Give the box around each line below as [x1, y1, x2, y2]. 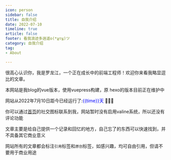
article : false [5, 31, 38, 36]
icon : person [5, 7, 33, 13]
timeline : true [5, 27, 38, 32]
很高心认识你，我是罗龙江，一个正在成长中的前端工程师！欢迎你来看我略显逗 [5, 70, 166, 76]
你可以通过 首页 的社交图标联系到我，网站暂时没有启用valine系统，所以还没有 [5, 108, 165, 115]
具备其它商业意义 [9, 132, 46, 138]
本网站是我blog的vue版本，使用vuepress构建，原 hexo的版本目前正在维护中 [5, 86, 164, 93]
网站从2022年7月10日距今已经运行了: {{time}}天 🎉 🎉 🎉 [5, 98, 114, 104]
